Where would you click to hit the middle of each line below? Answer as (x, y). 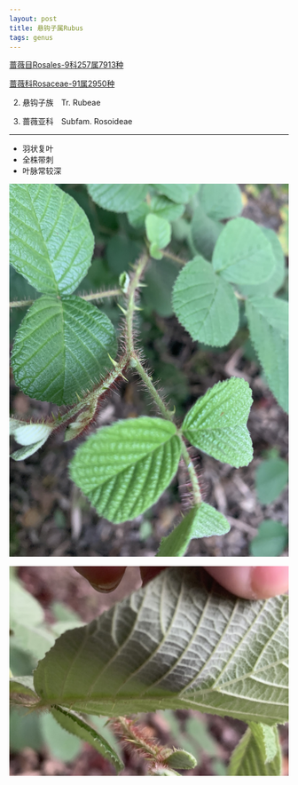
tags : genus (31, 37)
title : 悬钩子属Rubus (47, 28)
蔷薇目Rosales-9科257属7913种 (67, 65)
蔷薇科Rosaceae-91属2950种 (62, 83)
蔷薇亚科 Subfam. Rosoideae (77, 122)
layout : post (33, 19)
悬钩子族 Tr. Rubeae (61, 103)
